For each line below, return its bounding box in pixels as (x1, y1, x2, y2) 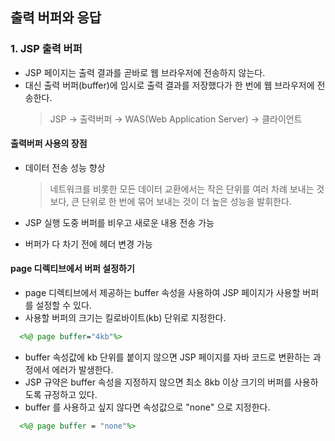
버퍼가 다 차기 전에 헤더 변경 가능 (24, 238, 153, 250)
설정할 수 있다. (35, 299, 92, 312)
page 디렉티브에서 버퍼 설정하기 (10, 263, 135, 275)
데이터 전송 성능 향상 (24, 161, 106, 173)
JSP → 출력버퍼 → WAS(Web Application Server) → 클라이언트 (49, 113, 303, 125)
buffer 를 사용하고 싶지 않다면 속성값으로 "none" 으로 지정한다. (24, 401, 271, 413)
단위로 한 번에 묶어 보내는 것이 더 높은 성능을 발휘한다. (81, 195, 292, 207)
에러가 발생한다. (51, 363, 114, 375)
